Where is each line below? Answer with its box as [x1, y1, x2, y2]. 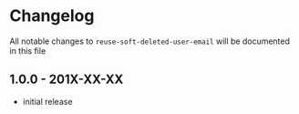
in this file [9, 45, 46, 56]
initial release [22, 96, 73, 107]
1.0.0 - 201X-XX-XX [9, 72, 124, 88]
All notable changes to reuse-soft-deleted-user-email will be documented [9, 36, 290, 47]
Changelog [9, 5, 95, 26]
